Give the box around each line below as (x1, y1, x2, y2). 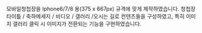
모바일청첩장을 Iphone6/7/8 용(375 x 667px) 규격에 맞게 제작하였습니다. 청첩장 (6, 5, 196, 12)
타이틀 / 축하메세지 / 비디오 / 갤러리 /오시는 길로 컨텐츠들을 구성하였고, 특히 (6, 13, 185, 20)
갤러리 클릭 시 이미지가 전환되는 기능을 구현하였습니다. (12, 20, 142, 27)
